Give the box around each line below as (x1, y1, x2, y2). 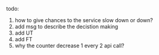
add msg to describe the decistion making (14, 23, 119, 30)
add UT (14, 29, 34, 36)
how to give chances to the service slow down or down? (14, 17, 153, 23)
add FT (14, 36, 33, 42)
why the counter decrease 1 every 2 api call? (14, 42, 125, 49)
